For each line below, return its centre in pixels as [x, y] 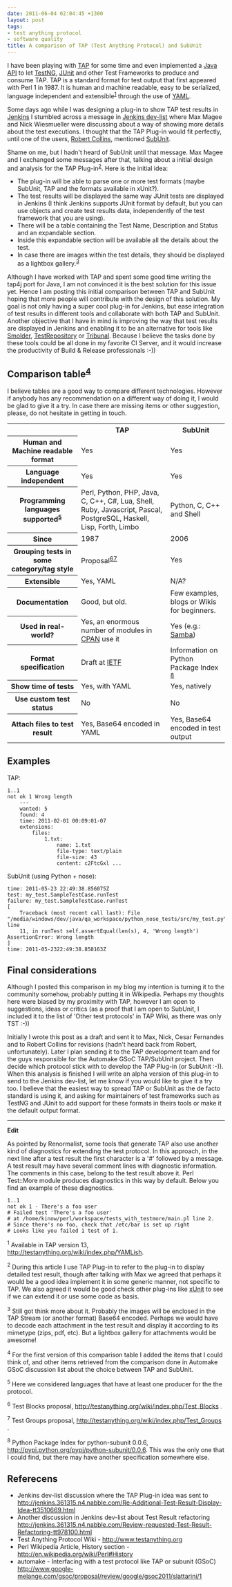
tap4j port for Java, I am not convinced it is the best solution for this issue [112, 284]
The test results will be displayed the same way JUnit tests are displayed [120, 196]
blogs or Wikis [193, 601]
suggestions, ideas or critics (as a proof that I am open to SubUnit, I [103, 1009]
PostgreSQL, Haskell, [115, 518]
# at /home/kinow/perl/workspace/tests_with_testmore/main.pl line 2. [111, 1219]
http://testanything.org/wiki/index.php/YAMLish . [75, 1252]
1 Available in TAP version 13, [48, 1245]
